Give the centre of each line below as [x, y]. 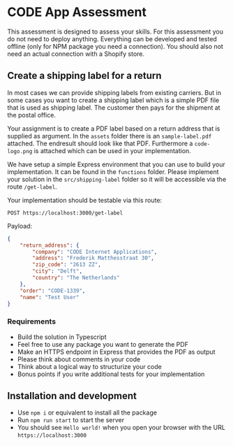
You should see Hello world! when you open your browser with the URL [121, 428]
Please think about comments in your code [79, 359]
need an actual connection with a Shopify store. [76, 54]
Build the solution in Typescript [62, 337]
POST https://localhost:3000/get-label [65, 213]
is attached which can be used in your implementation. [113, 150]
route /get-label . [32, 187]
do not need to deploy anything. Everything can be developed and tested [112, 38]
